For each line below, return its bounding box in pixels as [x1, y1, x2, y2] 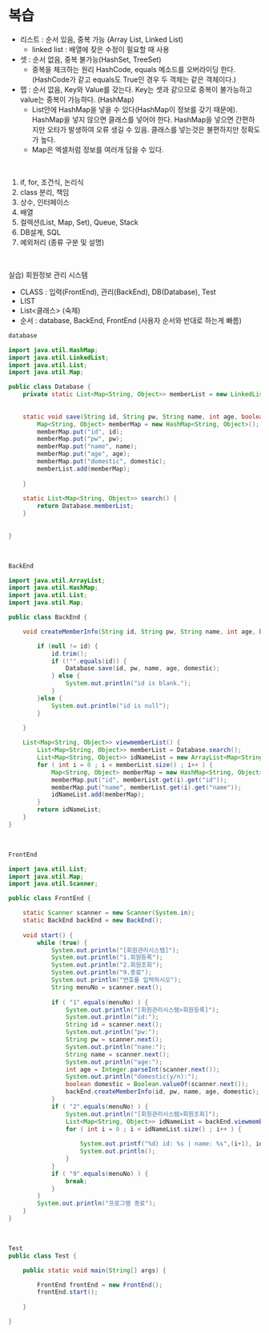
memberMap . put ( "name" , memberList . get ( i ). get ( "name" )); [50, 783, 242, 791]
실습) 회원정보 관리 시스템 [8, 269, 88, 280]
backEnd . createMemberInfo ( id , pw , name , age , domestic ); [65, 1088, 260, 1096]
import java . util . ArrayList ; [8, 576, 106, 584]
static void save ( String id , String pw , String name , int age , [22, 413, 239, 421]
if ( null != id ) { [37, 642, 98, 650]
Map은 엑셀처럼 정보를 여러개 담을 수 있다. [31, 144, 164, 154]
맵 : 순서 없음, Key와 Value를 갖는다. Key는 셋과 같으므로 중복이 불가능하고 [19, 84, 253, 94]
